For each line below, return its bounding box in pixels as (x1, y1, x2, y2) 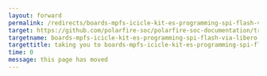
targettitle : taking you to (8, 41, 102, 49)
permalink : (8, 19, 44, 27)
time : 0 (8, 48, 34, 56)
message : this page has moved (8, 56, 109, 64)
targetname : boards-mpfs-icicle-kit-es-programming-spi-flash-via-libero (8, 33, 258, 42)
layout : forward (8, 11, 62, 20)
